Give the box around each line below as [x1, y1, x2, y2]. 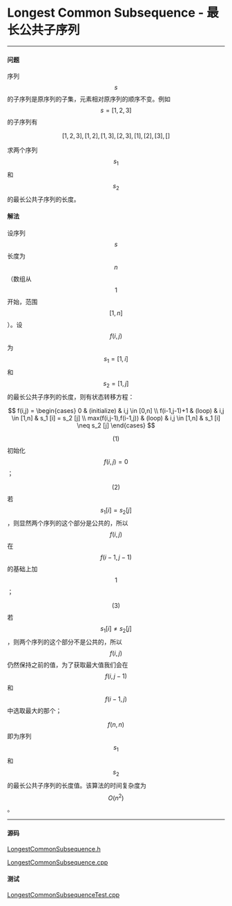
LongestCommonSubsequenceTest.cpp [7, 890, 120, 898]
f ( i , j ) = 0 [103, 457, 129, 465]
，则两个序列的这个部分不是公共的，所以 [7, 638, 122, 646]
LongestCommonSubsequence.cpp [7, 858, 108, 867]
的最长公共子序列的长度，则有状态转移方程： [7, 392, 135, 400]
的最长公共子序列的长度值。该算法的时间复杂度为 [7, 781, 146, 789]
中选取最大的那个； [7, 707, 62, 715]
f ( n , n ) [107, 721, 125, 729]
